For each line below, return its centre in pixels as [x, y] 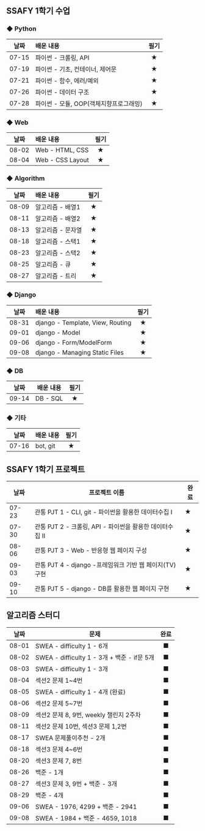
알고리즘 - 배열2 [58, 219]
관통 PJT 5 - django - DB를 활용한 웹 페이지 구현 [102, 588]
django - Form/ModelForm [74, 342]
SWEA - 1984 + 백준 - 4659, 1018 [86, 818]
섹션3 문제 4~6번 [59, 749]
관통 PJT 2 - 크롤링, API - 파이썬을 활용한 [92, 527]
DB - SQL [49, 398]
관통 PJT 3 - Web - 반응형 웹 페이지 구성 [91, 550]
